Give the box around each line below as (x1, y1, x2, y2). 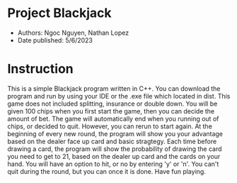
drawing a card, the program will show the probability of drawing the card (7, 144, 222, 153)
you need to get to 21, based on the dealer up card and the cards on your (7, 152, 221, 160)
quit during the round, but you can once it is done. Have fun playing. (7, 167, 207, 175)
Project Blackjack (7, 5, 112, 21)
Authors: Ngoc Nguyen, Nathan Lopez (17, 28, 129, 37)
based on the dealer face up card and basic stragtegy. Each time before (7, 137, 217, 145)
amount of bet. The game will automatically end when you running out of (7, 114, 219, 123)
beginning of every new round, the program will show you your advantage (7, 129, 224, 138)
